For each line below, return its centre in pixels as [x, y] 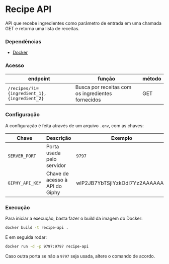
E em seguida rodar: [26, 237]
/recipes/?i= [23, 88]
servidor [56, 165]
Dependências [23, 41]
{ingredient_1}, [27, 93]
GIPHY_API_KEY [25, 183]
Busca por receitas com [103, 87]
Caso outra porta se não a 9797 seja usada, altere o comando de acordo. [80, 256]
